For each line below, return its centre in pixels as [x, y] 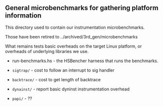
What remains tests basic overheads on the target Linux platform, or [73, 46]
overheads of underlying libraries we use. [47, 51]
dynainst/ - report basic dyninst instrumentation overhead [71, 89]
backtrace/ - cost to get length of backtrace [56, 79]
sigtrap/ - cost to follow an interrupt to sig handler [63, 70]
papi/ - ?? [22, 98]
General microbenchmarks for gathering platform [82, 8]
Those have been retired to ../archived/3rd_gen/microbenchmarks [71, 36]
